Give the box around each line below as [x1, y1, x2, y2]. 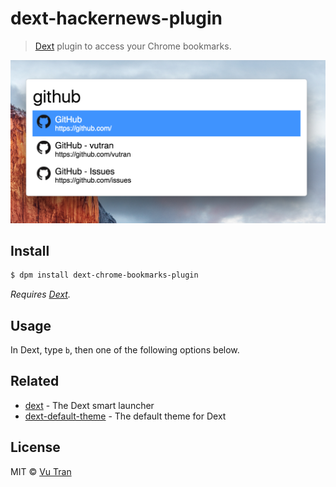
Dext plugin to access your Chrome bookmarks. [34, 40, 232, 52]
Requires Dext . [10, 288, 71, 301]
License [10, 439, 61, 456]
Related [10, 373, 60, 390]
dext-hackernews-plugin [10, 7, 223, 30]
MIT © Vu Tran [10, 465, 72, 477]
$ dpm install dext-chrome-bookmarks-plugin [10, 270, 199, 281]
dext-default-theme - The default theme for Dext [24, 410, 227, 422]
